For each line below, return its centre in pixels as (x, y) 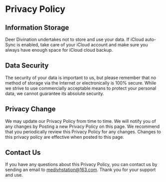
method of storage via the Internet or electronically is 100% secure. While (81, 83)
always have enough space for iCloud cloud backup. (59, 50)
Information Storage (37, 28)
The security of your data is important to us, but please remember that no (81, 78)
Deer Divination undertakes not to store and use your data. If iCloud (75, 39)
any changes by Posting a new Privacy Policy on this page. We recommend (83, 126)
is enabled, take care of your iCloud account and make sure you (82, 45)
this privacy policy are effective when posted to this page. (65, 137)
